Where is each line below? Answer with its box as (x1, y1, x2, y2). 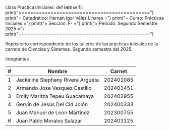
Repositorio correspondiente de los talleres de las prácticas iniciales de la (5, 41, 158, 47)
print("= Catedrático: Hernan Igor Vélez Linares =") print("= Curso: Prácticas (5, 15, 164, 21)
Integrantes (5, 56, 29, 62)
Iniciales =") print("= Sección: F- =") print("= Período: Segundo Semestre (5, 20, 158, 26)
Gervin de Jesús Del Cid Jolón (16, 101, 88, 108)
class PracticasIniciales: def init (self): (5, 5, 83, 10)
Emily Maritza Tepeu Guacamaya (16, 93, 94, 100)
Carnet (110, 68, 128, 75)
